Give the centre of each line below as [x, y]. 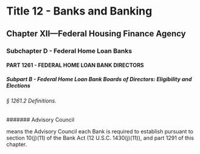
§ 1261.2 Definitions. [31, 101]
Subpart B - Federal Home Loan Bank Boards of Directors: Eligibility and [99, 79]
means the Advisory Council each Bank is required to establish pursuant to [100, 131]
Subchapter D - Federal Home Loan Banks [69, 51]
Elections [18, 85]
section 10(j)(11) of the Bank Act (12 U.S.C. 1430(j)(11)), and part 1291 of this [100, 138]
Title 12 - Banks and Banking [79, 11]
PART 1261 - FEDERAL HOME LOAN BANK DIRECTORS [75, 65]
